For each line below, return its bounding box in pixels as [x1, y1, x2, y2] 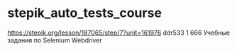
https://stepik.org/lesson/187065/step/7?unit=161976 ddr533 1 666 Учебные [7, 28, 231, 37]
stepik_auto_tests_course [7, 5, 162, 21]
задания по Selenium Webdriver [7, 35, 103, 44]
